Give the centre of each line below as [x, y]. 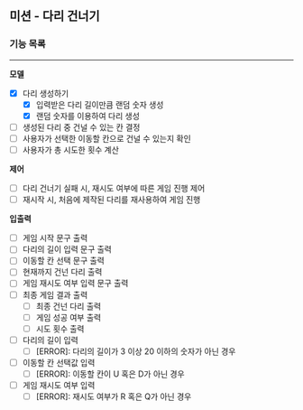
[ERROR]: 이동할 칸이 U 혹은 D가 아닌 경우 [110, 374]
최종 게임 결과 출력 [55, 294]
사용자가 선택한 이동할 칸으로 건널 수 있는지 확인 [106, 138]
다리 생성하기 [46, 93]
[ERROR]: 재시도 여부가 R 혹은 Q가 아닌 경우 [114, 396]
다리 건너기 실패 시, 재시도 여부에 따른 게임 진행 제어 [114, 189]
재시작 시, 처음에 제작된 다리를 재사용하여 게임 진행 [111, 200]
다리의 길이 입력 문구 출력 [67, 249]
